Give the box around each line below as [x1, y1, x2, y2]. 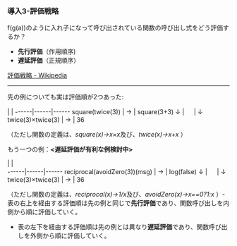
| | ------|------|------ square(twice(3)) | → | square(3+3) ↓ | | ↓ [7, 108, 203, 116]
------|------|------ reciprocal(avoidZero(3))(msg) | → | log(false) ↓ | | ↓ [7, 168, 226, 176]
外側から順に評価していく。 [30, 231, 111, 240]
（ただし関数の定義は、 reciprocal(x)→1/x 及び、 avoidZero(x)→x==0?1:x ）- [7, 190, 226, 199]
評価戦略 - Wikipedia [7, 71, 68, 80]
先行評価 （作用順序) [17, 47, 76, 56]
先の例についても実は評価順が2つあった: [7, 93, 124, 102]
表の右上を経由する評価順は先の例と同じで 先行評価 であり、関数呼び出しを [7, 199, 224, 207]
